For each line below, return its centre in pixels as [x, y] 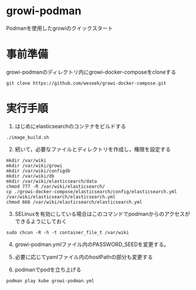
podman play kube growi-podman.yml [50, 280]
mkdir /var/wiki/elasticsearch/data [52, 181]
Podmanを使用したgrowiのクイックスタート [60, 28]
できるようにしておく [41, 221]
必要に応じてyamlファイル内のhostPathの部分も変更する [84, 257]
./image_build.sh [28, 137]
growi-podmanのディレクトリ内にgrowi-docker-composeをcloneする [91, 72]
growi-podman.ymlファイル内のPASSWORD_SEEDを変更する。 [92, 244]
